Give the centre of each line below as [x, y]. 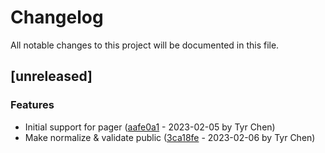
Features [32, 105]
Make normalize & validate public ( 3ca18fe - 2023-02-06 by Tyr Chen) [170, 137]
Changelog [57, 17]
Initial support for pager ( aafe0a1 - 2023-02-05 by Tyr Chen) [150, 127]
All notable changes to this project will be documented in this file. [145, 45]
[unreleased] [51, 76]
